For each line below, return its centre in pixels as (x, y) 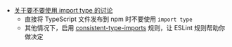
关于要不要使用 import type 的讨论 (63, 10)
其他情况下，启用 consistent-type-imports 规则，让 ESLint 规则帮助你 (125, 28)
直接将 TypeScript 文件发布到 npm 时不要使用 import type (108, 19)
